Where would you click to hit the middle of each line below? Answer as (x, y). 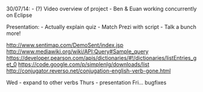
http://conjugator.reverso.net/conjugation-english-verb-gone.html (88, 71)
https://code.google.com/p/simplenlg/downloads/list (84, 64)
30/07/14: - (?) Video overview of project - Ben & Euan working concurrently (101, 9)
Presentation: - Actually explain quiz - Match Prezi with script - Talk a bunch (101, 27)
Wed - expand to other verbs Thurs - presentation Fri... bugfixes (86, 82)
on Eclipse (19, 15)
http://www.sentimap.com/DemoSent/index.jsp (65, 45)
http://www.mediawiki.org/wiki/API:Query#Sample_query (78, 51)
